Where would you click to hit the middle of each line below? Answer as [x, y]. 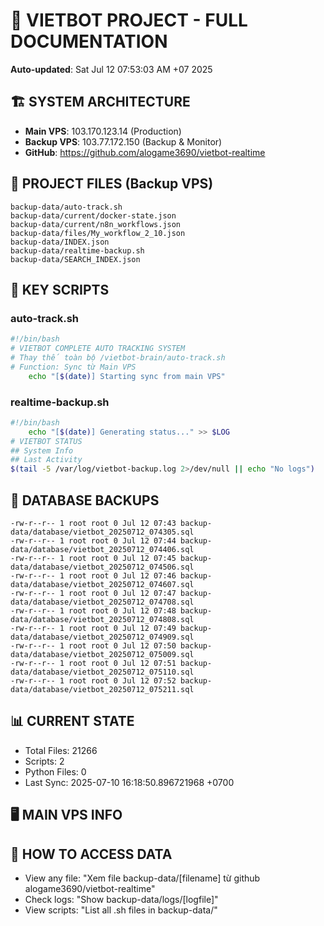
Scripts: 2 [44, 761]
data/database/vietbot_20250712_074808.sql [102, 619]
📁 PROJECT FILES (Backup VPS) [112, 184]
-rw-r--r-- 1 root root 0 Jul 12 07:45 [93, 558]
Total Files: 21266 [61, 750]
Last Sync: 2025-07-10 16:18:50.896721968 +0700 [129, 782]
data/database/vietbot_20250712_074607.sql [102, 584]
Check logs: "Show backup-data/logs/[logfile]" [121, 899]
